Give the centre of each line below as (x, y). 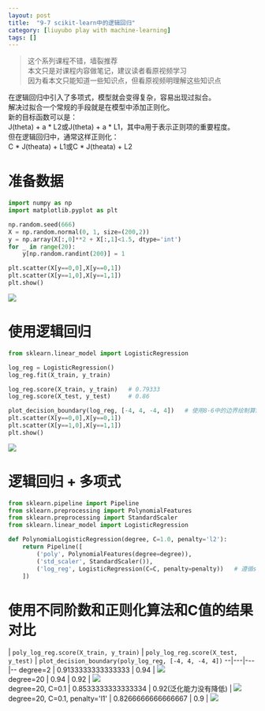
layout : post (30, 15)
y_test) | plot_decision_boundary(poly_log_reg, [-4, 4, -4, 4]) (116, 660)
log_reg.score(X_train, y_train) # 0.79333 (84, 389)
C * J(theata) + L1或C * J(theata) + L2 (70, 147)
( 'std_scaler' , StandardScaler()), (95, 561)
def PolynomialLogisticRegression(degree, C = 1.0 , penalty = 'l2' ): (118, 540)
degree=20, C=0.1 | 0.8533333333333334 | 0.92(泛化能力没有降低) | (120, 689)
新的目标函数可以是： (43, 117)
